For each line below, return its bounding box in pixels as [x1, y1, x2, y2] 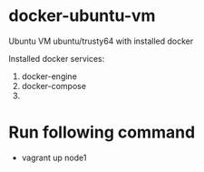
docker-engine [21, 70, 78, 82]
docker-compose [21, 80, 87, 91]
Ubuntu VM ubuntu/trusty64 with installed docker [8, 35, 194, 46]
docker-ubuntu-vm [8, 5, 156, 26]
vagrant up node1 [21, 152, 87, 163]
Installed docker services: [8, 53, 105, 64]
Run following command [8, 122, 196, 143]
